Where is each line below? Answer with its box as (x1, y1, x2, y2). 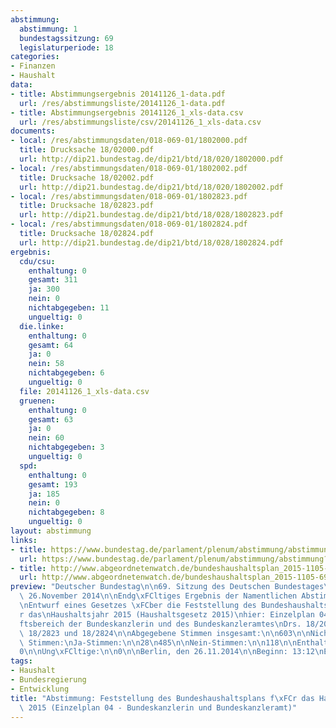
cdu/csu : (19, 256, 56, 266)
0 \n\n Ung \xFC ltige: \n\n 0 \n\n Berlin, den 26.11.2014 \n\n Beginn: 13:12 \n (19, 647, 325, 657)
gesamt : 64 (28, 340, 74, 350)
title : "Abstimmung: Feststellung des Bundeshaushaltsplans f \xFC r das (10, 693, 315, 703)
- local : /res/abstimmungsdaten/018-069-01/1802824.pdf (10, 219, 248, 230)
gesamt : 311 (28, 275, 78, 285)
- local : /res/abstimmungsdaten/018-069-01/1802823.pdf (10, 191, 248, 201)
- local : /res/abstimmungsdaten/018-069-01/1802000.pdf (10, 136, 248, 146)
